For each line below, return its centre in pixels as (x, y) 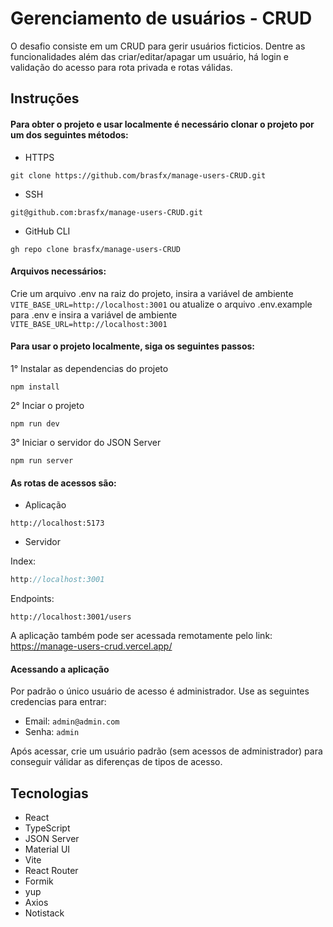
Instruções (45, 98)
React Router (51, 871)
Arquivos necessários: (58, 271)
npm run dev (35, 423)
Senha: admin (52, 732)
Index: (23, 561)
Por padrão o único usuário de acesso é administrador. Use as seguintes (160, 691)
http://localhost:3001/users (71, 617)
